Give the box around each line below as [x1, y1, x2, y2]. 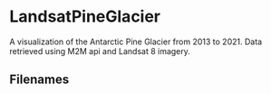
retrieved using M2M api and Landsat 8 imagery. [9, 45, 190, 56]
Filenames [9, 72, 70, 88]
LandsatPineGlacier [9, 6, 161, 27]
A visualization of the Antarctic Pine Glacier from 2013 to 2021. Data [9, 36, 263, 47]
